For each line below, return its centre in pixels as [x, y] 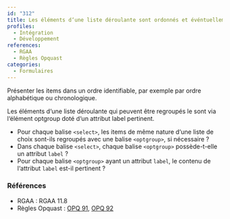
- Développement [36, 39]
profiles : [21, 26]
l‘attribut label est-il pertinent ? [61, 168]
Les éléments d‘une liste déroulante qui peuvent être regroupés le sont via [112, 111]
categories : [24, 65]
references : [24, 45]
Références [27, 186]
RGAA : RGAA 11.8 [42, 200]
